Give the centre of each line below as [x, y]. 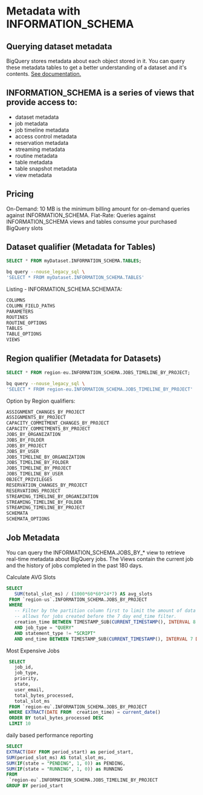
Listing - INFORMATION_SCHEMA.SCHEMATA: [64, 289]
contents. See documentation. [44, 74]
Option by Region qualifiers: [41, 401]
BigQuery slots [25, 228]
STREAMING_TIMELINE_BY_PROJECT [46, 508]
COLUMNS [16, 300]
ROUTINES [17, 317]
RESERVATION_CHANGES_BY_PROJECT [47, 485]
